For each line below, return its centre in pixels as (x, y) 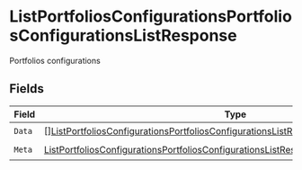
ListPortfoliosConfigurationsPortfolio (151, 17)
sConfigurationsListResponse (123, 36)
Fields (27, 89)
